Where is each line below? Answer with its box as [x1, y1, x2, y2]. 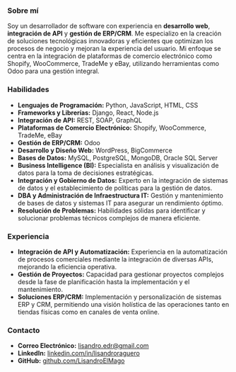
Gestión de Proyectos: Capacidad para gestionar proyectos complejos [17, 270, 225, 278]
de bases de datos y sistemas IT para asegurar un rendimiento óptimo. [17, 198, 224, 207]
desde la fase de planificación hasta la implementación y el [17, 277, 190, 286]
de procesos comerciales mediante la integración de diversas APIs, [17, 254, 213, 264]
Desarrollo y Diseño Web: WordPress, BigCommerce [17, 146, 173, 154]
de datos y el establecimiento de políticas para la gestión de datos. [17, 184, 213, 192]
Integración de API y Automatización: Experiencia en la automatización [17, 247, 228, 256]
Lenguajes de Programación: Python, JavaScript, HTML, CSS [17, 101, 199, 109]
